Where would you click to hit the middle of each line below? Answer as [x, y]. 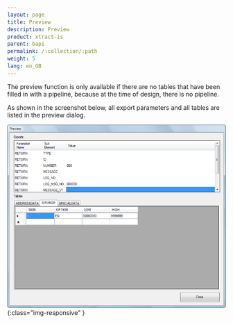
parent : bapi [26, 44]
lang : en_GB [24, 66]
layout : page [26, 15]
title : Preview [29, 22]
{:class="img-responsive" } [46, 313]
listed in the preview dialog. [46, 115]
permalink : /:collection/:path [52, 51]
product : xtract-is [35, 37]
